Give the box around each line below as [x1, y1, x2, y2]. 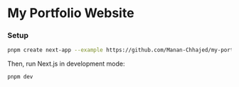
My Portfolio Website [7, 5, 134, 21]
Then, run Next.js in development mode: [7, 59, 125, 68]
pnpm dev [7, 73, 33, 81]
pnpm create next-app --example [7, 46, 103, 54]
